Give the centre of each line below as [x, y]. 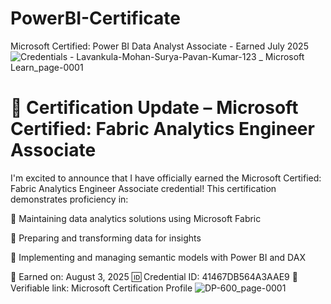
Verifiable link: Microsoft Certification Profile [101, 288]
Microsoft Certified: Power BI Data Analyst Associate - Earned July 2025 [159, 46]
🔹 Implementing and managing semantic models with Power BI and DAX [158, 257]
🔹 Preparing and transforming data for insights [106, 238]
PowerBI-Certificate [95, 18]
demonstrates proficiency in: [69, 199]
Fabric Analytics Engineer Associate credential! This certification [143, 188]
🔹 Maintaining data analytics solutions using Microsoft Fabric [136, 218]
